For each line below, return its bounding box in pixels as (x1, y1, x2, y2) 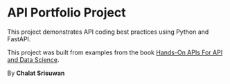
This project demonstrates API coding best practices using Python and (7, 28, 209, 36)
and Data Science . (7, 55, 60, 63)
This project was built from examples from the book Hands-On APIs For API (7, 48, 223, 56)
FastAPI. (7, 34, 31, 43)
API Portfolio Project (7, 5, 126, 21)
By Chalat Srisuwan (7, 69, 65, 77)
